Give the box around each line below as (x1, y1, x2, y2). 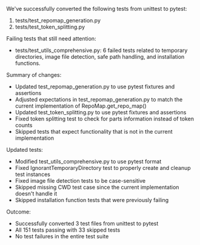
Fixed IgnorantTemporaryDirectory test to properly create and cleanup (15, 165, 191, 171)
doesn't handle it (15, 190, 58, 197)
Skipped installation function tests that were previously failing (15, 197, 169, 203)
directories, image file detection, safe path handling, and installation (15, 53, 185, 60)
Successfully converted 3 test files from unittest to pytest (15, 220, 159, 227)
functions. (15, 60, 41, 67)
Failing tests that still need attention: (6, 35, 96, 42)
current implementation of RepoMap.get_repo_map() (15, 102, 147, 109)
